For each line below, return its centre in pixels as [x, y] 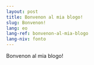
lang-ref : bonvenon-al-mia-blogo [47, 34]
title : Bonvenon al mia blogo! [45, 17]
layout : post [22, 12]
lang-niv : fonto [26, 39]
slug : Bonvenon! [26, 22]
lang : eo [17, 28]
